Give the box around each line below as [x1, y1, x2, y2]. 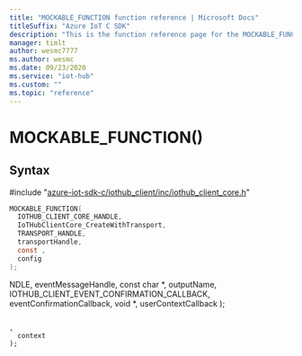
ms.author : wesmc [9, 55, 75, 64]
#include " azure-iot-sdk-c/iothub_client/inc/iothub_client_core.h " [9, 186, 250, 198]
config [17, 254, 42, 263]
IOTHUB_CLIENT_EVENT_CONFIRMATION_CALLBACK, [9, 289, 210, 299]
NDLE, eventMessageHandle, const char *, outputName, [9, 279, 218, 289]
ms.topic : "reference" [9, 88, 94, 97]
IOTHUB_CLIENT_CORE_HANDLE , [17, 212, 123, 221]
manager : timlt [9, 38, 67, 48]
